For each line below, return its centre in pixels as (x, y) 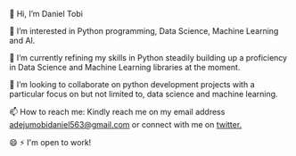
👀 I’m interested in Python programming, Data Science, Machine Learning (144, 31)
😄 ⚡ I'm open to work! (50, 142)
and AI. (22, 41)
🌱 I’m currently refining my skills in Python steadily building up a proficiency (148, 57)
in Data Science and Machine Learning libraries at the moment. (125, 67)
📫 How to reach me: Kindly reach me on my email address (117, 112)
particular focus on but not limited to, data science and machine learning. (144, 94)
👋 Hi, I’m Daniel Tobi (46, 14)
